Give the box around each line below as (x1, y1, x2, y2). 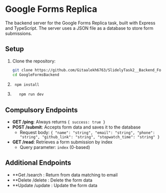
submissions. (5, 30, 32, 36)
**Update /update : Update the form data (12, 182, 98, 188)
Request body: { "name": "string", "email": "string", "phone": (19, 129, 155, 135)
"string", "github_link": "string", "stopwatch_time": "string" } (19, 135, 160, 140)
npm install (14, 82, 40, 87)
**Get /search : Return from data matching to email (12, 172, 118, 178)
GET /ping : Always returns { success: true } (12, 119, 106, 125)
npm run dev (19, 92, 44, 97)
